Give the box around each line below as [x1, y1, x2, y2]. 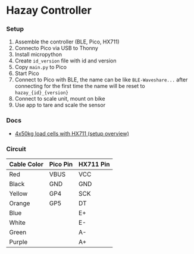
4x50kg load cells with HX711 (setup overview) [14, 130, 130, 137]
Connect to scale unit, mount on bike [14, 95, 105, 102]
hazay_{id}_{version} [14, 90, 68, 96]
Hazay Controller [6, 4, 92, 17]
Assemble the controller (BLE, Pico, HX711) [14, 38, 120, 45]
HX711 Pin [78, 160, 110, 168]
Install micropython [14, 51, 62, 58]
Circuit [6, 145, 27, 153]
